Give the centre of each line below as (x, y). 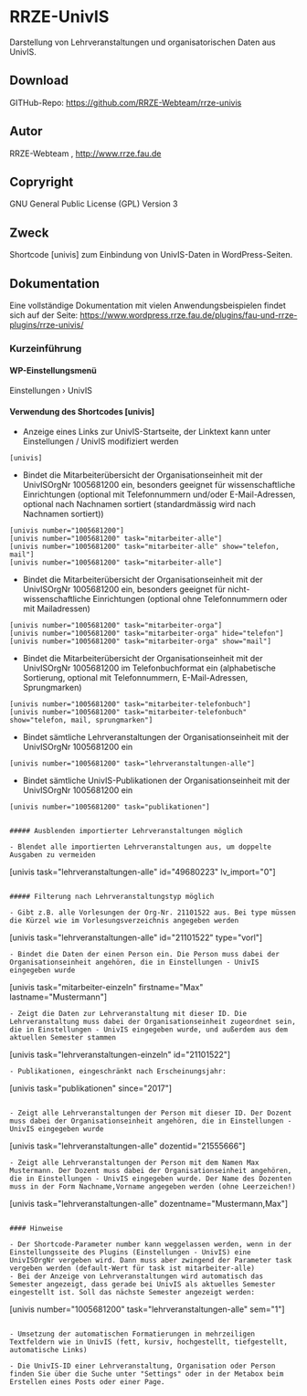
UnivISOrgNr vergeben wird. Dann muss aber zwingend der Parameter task (151, 1261)
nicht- (238, 589)
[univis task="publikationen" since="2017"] (90, 1088)
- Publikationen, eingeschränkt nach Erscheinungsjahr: (118, 1072)
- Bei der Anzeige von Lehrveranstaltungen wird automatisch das (136, 1276)
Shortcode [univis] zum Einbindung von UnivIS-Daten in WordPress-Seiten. (151, 255)
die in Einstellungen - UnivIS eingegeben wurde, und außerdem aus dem (148, 1030)
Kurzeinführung (46, 348)
